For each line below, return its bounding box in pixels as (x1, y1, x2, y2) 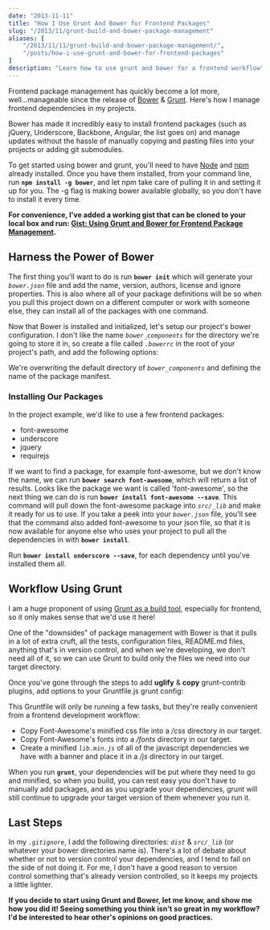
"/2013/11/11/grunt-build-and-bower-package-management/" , (22, 42, 225, 50)
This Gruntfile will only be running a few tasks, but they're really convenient (8, 702, 258, 711)
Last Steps (8, 816, 63, 829)
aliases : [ (8, 34, 45, 43)
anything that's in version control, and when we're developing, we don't (8, 644, 246, 654)
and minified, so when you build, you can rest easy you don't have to (8, 776, 236, 785)
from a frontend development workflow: (8, 710, 141, 720)
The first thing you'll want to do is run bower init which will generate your (8, 271, 253, 282)
